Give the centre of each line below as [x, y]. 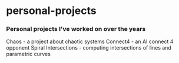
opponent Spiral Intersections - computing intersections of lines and [89, 48]
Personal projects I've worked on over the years [76, 29]
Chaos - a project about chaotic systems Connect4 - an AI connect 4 [90, 41]
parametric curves [29, 54]
